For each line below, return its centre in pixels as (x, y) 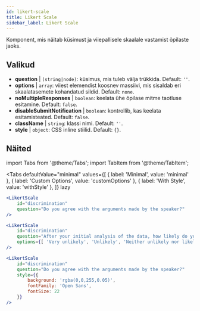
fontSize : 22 (44, 292)
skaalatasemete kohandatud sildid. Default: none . (74, 92)
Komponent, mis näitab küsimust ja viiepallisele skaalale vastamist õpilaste (98, 40)
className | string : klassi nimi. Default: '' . (69, 123)
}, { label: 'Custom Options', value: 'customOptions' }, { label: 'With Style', (96, 181)
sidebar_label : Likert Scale (42, 23)
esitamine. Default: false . (46, 104)
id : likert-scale (28, 12)
